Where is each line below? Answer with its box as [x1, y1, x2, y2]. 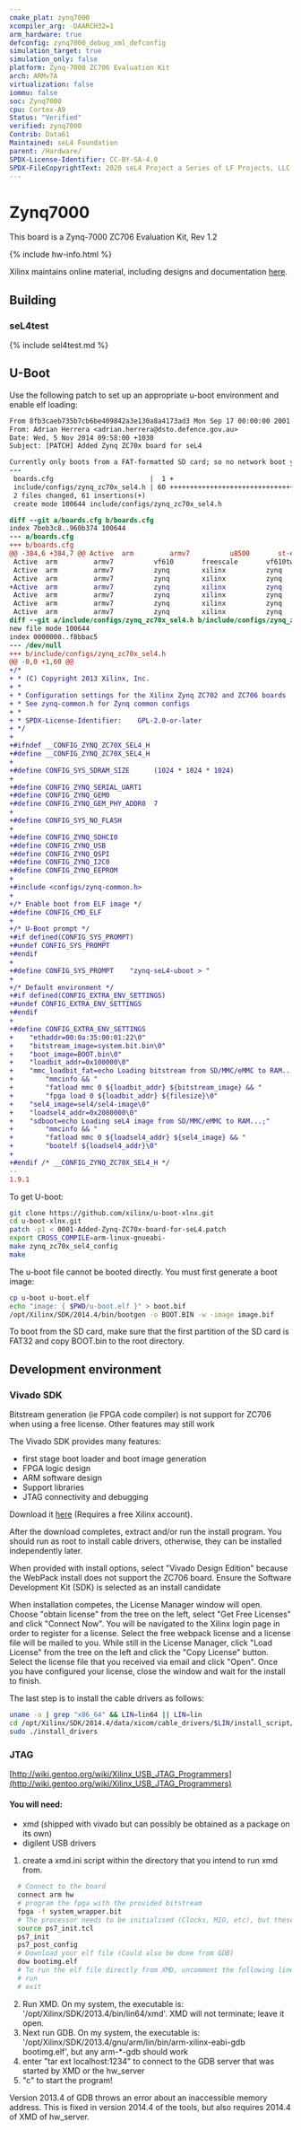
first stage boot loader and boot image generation [21, 1453, 207, 1464]
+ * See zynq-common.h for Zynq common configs [9, 699, 191, 708]
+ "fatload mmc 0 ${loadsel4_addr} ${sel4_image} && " [9, 1133, 246, 1143]
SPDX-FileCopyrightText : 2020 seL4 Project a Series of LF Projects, [9, 163, 275, 172]
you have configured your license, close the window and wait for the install [9, 1666, 286, 1677]
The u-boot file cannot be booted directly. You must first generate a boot [9, 1267, 278, 1277]
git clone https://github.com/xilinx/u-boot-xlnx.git [9, 1208, 215, 1217]
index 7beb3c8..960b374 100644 [9, 524, 126, 533]
